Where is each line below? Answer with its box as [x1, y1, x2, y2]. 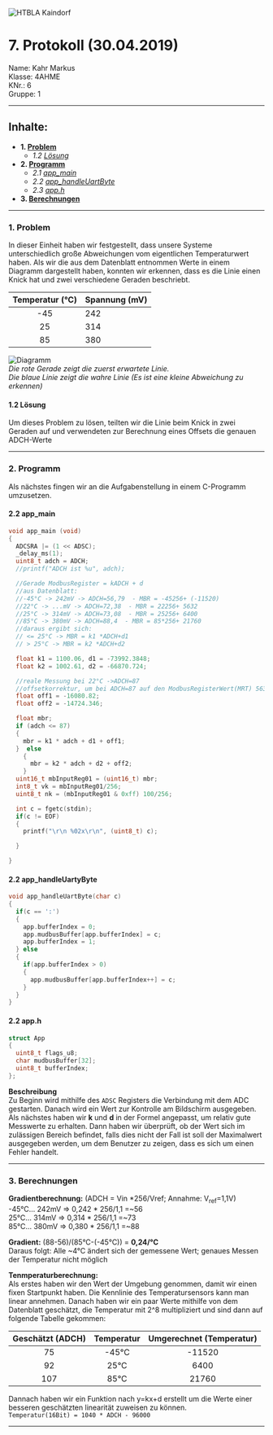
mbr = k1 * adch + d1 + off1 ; [23, 737, 126, 745]
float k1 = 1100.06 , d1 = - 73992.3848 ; [15, 654, 151, 663]
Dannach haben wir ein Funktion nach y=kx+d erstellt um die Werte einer [8, 1393, 253, 1403]
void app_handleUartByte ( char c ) [8, 892, 122, 901]
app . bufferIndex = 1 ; [23, 938, 96, 946]
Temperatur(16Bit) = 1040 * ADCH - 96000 [8, 1411, 151, 1420]
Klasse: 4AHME [8, 72, 61, 81]
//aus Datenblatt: [15, 587, 79, 595]
